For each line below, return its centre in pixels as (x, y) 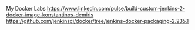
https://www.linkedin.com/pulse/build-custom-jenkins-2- (116, 9)
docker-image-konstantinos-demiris (50, 15)
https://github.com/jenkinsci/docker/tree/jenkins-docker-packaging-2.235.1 (97, 21)
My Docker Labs (26, 9)
